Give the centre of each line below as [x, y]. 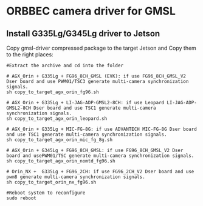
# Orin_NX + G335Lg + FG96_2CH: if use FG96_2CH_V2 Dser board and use [100, 171]
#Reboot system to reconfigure [46, 193]
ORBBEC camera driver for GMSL [91, 11]
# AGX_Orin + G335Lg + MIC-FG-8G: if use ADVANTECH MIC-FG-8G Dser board [102, 129]
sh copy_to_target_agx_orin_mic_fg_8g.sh [60, 140]
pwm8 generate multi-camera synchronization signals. [76, 177]
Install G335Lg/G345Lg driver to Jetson [83, 34]
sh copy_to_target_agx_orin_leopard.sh [57, 119]
